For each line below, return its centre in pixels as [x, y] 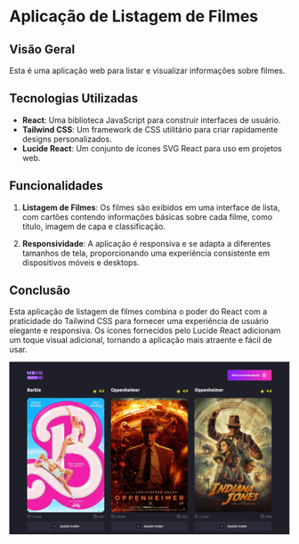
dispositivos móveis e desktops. [81, 262]
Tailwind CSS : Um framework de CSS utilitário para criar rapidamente [150, 129]
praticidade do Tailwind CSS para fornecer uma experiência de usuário [139, 321]
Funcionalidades [57, 186]
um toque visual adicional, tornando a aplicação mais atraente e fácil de [141, 340]
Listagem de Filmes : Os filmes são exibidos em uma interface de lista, [151, 207]
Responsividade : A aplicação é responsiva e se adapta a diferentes [146, 243]
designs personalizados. [67, 139]
